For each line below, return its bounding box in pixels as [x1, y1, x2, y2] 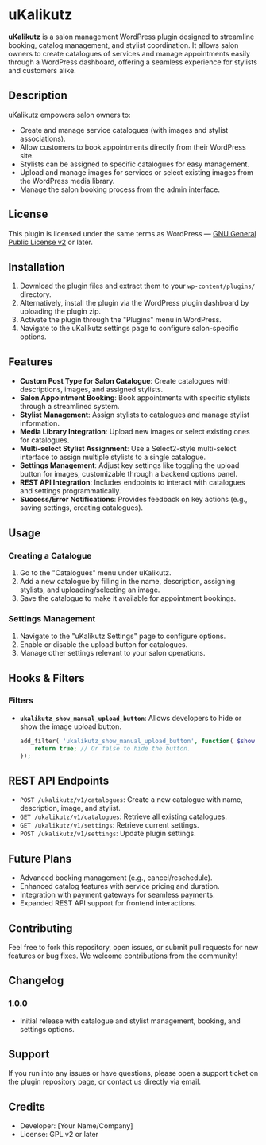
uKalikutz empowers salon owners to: [8, 110, 131, 119]
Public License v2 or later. [8, 237, 93, 247]
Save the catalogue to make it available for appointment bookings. [19, 593, 237, 602]
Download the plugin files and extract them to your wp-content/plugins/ [19, 281, 256, 291]
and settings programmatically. [19, 486, 121, 496]
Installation [8, 260, 65, 274]
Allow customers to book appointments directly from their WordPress [19, 142, 246, 152]
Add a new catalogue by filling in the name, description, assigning [19, 576, 236, 586]
